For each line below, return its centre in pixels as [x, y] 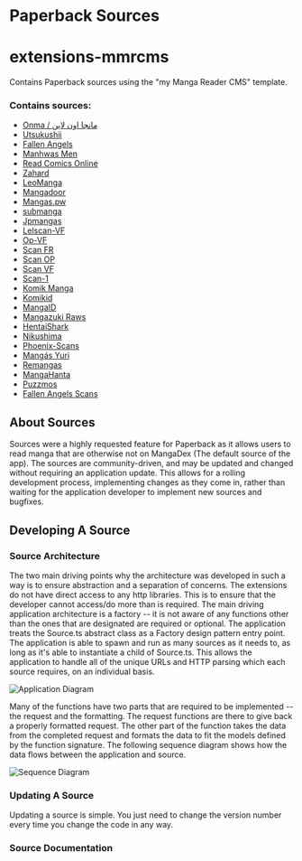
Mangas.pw [44, 202]
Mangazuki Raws [54, 317]
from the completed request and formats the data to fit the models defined [148, 735]
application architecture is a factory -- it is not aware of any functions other [149, 613]
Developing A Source [70, 530]
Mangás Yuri [46, 356]
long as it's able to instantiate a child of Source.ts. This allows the [131, 652]
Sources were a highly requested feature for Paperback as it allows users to [150, 445]
